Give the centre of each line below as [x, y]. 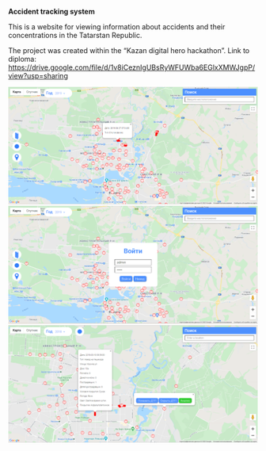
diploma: [23, 59]
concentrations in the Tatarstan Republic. [75, 35]
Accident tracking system [51, 11]
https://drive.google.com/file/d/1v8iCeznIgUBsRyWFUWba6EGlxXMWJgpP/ [132, 67]
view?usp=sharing [38, 76]
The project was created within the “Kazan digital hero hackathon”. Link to [129, 50]
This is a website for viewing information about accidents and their [117, 27]
